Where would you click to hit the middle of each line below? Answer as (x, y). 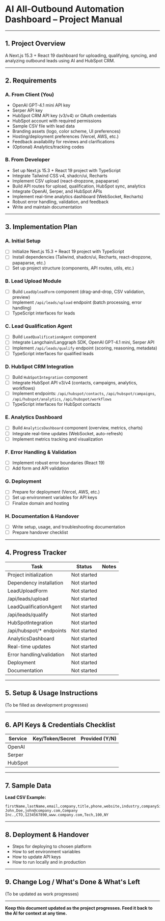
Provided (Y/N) (98, 738)
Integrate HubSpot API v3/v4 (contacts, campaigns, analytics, (75, 383)
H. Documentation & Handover (42, 516)
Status (84, 566)
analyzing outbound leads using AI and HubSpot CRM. (60, 60)
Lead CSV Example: (26, 797)
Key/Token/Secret (54, 738)
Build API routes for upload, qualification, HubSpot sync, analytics (79, 186)
